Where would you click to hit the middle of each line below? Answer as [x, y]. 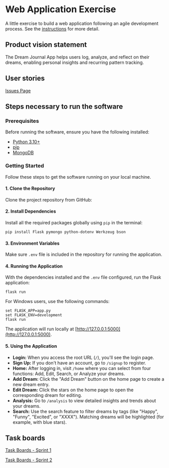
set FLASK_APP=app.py [28, 311]
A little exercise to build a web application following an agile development [82, 23]
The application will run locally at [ [41, 329]
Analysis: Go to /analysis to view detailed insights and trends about [84, 400]
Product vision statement [46, 45]
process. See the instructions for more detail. [53, 28]
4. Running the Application [34, 266]
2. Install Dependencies [31, 211]
